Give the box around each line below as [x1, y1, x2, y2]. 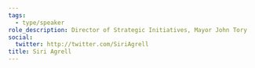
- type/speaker [15, 19, 65, 27]
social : [8, 33, 34, 41]
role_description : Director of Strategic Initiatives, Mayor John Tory [8, 26, 247, 34]
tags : [8, 11, 26, 20]
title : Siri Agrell [8, 48, 72, 55]
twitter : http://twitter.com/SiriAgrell [15, 41, 149, 48]
